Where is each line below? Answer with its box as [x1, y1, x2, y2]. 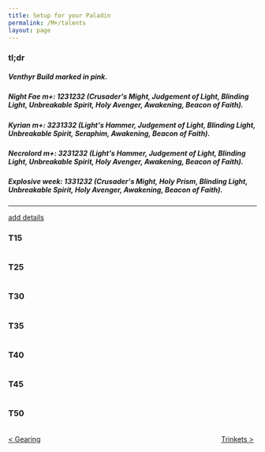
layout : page [8, 26, 51, 34]
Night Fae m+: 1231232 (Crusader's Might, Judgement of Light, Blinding [8, 92, 249, 101]
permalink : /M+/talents [8, 19, 87, 27]
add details [8, 213, 45, 222]
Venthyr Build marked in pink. [8, 72, 108, 81]
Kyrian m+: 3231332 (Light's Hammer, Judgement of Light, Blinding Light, [8, 120, 256, 130]
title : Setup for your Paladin [8, 11, 111, 20]
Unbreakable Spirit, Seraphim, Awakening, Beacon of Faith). [8, 128, 211, 138]
